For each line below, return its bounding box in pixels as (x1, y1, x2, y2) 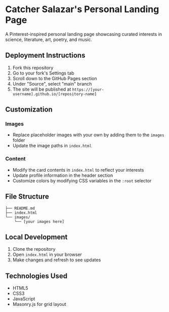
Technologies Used (5, 271, 67, 280)
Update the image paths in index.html (12, 143, 92, 149)
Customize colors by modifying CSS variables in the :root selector (12, 177, 152, 183)
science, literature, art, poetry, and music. (5, 36, 93, 43)
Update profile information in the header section (12, 172, 113, 178)
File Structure (5, 192, 49, 201)
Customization (5, 105, 53, 114)
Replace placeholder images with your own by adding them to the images (12, 132, 164, 138)
